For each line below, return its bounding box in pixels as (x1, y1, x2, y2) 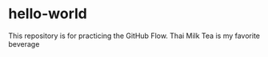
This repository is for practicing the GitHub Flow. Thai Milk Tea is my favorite (8, 31, 261, 40)
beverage (8, 39, 40, 48)
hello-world (8, 5, 88, 23)
